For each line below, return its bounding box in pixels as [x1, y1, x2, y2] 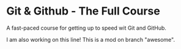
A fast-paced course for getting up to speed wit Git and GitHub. [6, 24, 167, 31]
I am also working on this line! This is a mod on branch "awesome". [6, 36, 175, 43]
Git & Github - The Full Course [6, 4, 160, 18]
